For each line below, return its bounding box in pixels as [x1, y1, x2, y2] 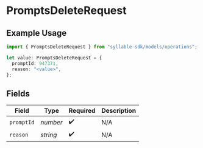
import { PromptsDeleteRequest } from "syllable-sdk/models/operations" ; [6, 44, 198, 50]
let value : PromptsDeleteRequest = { [6, 55, 102, 61]
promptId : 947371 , [12, 60, 59, 67]
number [40, 118, 63, 126]
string [40, 130, 57, 139]
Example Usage [6, 28, 67, 38]
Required [68, 107, 96, 115]
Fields [6, 89, 30, 99]
